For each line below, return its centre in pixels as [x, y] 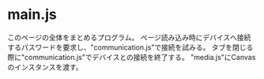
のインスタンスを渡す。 [45, 67]
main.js [32, 15]
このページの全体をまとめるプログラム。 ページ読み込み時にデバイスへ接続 [129, 37]
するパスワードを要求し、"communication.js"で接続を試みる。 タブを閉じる [130, 47]
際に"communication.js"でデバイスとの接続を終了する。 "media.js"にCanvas [132, 57]
